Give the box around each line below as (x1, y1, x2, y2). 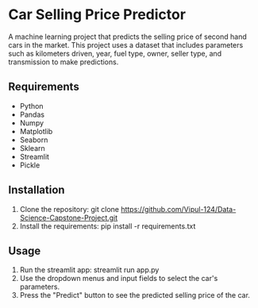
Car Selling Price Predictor (8, 6, 187, 24)
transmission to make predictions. (8, 57, 119, 67)
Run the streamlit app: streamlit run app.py (19, 265, 160, 275)
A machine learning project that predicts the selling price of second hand (8, 32, 248, 41)
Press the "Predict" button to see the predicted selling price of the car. (19, 291, 250, 300)
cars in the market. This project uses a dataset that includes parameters (8, 40, 244, 49)
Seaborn (19, 135, 48, 144)
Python (19, 101, 44, 110)
